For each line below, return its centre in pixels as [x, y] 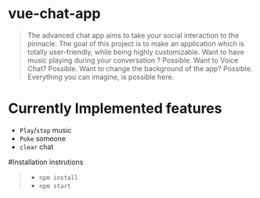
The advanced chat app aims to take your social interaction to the [133, 35]
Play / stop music [45, 130]
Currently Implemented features [115, 108]
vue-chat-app [54, 14]
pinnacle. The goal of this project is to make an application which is [136, 43]
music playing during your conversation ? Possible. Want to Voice [133, 60]
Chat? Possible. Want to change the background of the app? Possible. [140, 68]
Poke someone [43, 139]
